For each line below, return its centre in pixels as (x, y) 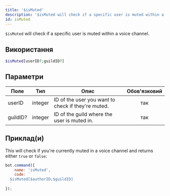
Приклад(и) (25, 139)
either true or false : (26, 156)
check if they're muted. (81, 106)
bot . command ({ (20, 165)
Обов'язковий (144, 91)
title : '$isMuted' (25, 10)
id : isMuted (18, 19)
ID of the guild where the (83, 114)
